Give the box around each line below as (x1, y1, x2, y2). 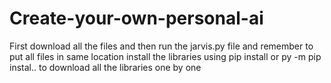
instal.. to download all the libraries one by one (9, 61, 202, 73)
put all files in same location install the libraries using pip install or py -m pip (9, 50, 322, 62)
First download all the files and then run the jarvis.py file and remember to (9, 40, 314, 52)
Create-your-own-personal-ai (9, 7, 264, 30)
